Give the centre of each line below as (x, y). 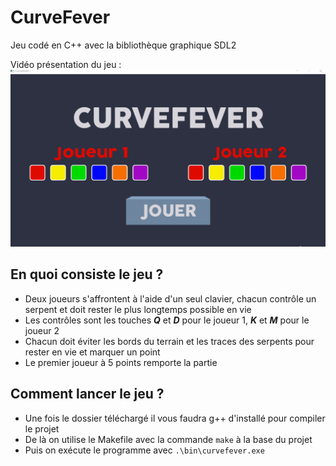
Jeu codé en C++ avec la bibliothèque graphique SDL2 (123, 45)
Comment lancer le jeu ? (87, 394)
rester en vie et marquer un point (92, 352)
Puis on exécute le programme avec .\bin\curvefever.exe (144, 450)
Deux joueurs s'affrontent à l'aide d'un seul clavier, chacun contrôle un (170, 298)
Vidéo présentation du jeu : (66, 64)
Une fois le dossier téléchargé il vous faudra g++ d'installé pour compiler (175, 418)
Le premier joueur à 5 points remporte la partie (121, 362)
